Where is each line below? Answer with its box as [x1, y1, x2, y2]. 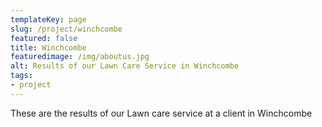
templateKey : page [10, 14, 87, 25]
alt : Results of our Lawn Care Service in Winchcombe [10, 61, 240, 71]
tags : [10, 71, 33, 81]
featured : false [10, 33, 78, 43]
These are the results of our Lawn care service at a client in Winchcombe [10, 107, 313, 119]
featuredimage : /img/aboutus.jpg [10, 52, 150, 62]
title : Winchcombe [10, 42, 87, 53]
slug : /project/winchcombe [10, 24, 123, 34]
